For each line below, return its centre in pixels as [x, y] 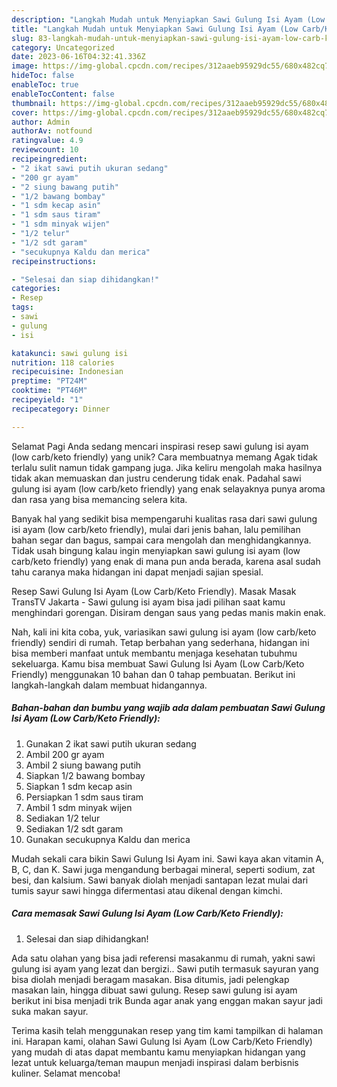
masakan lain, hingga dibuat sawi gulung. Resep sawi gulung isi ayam [154, 990]
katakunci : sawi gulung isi [70, 353]
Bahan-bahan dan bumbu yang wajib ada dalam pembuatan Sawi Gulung [168, 708]
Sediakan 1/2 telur [63, 818]
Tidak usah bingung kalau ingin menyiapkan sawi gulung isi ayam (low [156, 550]
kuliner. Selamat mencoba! [66, 1073]
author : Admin [41, 122]
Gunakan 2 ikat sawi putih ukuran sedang [111, 743]
